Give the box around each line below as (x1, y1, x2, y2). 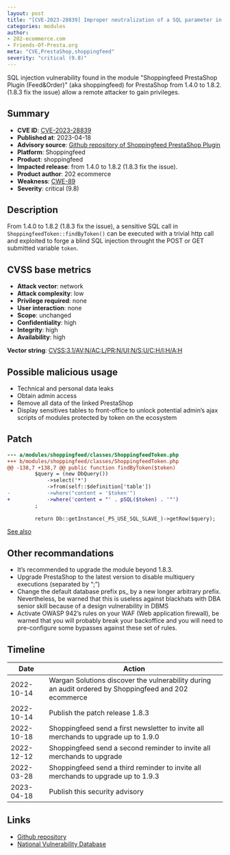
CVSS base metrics (7, 264, 92, 275)
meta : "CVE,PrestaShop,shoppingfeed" (7, 49, 115, 55)
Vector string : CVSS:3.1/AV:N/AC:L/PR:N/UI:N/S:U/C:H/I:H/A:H (7, 347, 183, 355)
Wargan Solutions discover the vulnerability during (49, 676, 212, 685)
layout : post (7, 10, 44, 17)
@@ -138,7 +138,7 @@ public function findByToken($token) (7, 464, 176, 471)
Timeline (7, 643, 46, 655)
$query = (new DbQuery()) (34, 471, 109, 478)
